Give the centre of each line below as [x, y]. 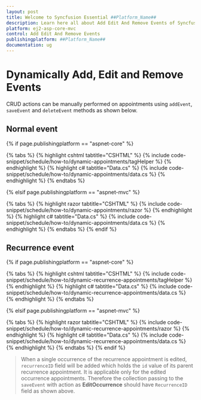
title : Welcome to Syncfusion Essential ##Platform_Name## [81, 17]
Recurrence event [40, 248]
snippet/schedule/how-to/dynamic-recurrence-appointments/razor [89, 329]
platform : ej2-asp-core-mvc [41, 28]
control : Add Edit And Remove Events [53, 34]
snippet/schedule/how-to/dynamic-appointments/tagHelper [80, 161]
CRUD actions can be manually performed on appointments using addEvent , [99, 104]
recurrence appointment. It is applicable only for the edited [93, 372]
